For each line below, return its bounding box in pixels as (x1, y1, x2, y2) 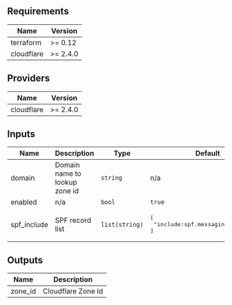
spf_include (10, 219, 48, 229)
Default (195, 149, 220, 158)
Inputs (7, 128, 36, 140)
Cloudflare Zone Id (42, 286, 104, 296)
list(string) (101, 221, 144, 228)
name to (55, 169, 81, 178)
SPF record (55, 215, 92, 225)
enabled (10, 197, 37, 207)
